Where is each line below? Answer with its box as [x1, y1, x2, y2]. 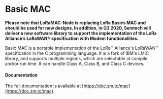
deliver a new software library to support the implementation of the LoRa [5, 30, 157, 36]
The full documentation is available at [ [5, 83, 84, 89]
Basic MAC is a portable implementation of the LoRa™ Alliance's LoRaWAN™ [5, 45, 159, 51]
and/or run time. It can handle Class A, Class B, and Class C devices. [5, 61, 145, 66]
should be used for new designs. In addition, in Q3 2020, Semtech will [5, 25, 151, 31]
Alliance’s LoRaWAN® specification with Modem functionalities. [5, 35, 139, 41]
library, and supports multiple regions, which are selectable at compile [5, 55, 148, 61]
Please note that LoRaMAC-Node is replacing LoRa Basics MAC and [5, 20, 146, 26]
